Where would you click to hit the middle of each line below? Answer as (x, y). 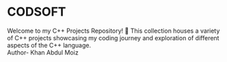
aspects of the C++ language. (49, 45)
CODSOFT (37, 12)
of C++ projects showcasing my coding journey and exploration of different (113, 37)
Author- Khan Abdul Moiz (43, 52)
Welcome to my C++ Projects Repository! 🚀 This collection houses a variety (113, 31)
